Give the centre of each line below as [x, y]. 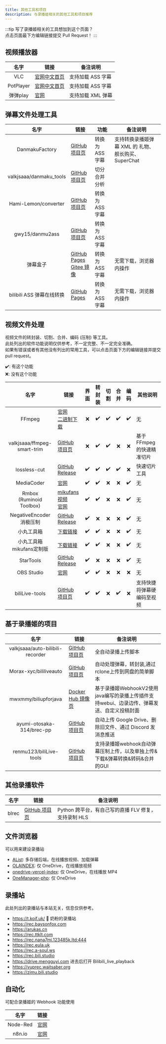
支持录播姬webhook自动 [123, 744]
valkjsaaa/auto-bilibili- [36, 648]
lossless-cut [30, 469]
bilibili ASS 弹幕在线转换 [37, 295]
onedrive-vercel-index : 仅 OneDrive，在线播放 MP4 [65, 872]
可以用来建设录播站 [25, 849]
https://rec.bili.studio [33, 956]
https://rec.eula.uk [31, 945]
